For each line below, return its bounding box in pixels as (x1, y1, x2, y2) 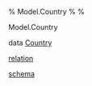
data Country (8, 38, 52, 47)
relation (8, 54, 34, 63)
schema (8, 69, 35, 79)
